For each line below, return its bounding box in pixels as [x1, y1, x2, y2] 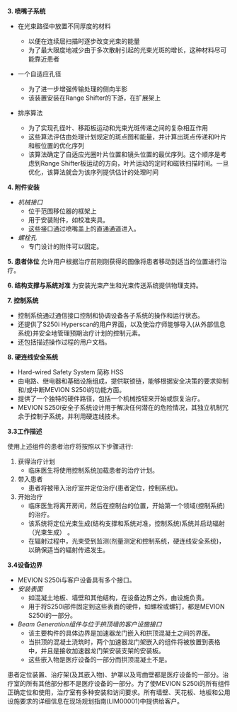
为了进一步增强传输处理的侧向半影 [28, 85, 128, 93]
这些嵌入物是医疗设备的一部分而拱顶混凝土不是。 [28, 655, 171, 664]
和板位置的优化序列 [28, 142, 85, 149]
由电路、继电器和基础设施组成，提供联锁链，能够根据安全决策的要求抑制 [17, 377, 229, 385]
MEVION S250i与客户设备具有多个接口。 [17, 576, 136, 584]
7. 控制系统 [7, 297, 39, 304]
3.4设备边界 [7, 561, 42, 569]
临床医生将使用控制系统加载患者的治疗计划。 [28, 466, 159, 474]
